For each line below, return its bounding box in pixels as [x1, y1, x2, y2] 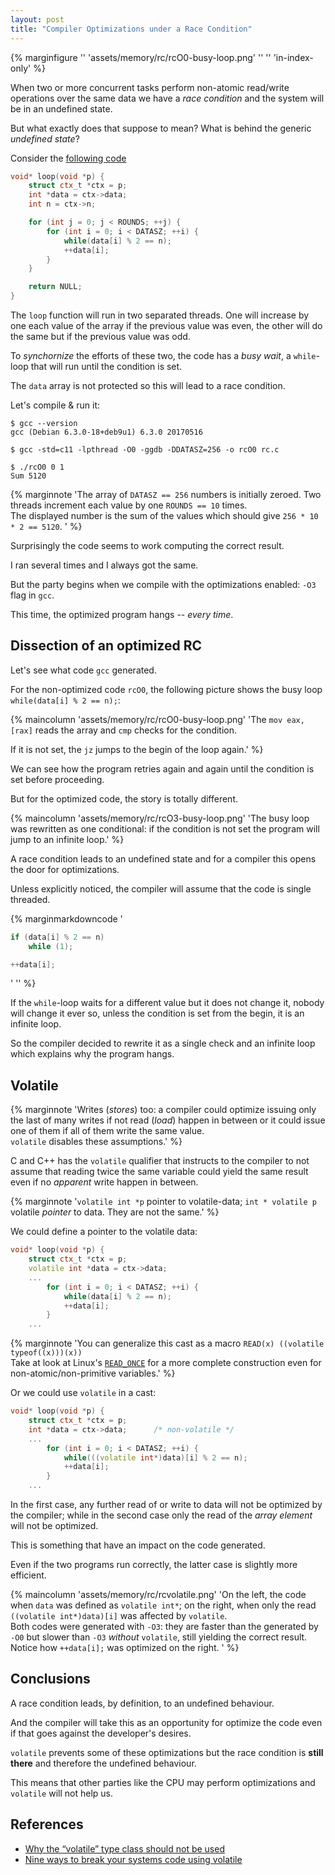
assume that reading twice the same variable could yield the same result [10, 1166, 309, 1178]
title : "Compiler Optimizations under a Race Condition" [10, 24, 253, 34]
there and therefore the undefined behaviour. [10, 1757, 197, 1769]
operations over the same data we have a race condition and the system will [10, 92, 325, 104]
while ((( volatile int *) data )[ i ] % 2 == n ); [63, 1452, 248, 1463]
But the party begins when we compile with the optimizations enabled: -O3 [10, 579, 317, 590]
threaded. [10, 893, 51, 905]
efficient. [10, 1569, 47, 1581]
